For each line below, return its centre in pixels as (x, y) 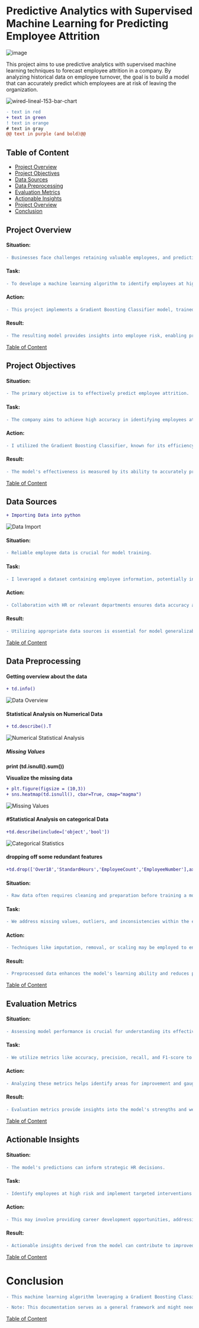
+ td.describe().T (29, 727)
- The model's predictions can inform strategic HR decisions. (86, 1167)
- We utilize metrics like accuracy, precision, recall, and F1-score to (99, 1057)
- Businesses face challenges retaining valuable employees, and (88, 258)
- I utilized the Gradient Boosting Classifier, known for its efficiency (100, 445)
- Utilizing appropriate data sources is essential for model (84, 631)
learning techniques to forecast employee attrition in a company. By (89, 70)
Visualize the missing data (39, 778)
